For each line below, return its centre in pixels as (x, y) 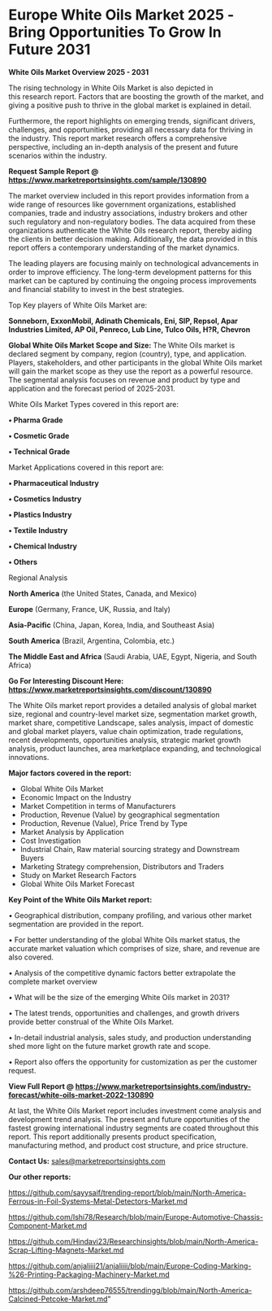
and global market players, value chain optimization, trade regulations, (126, 731)
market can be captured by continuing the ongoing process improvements (133, 280)
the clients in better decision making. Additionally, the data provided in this (133, 238)
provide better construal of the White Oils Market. (91, 1021)
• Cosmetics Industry (45, 499)
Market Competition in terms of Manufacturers (98, 806)
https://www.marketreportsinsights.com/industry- (163, 1086)
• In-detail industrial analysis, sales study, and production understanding (130, 1037)
